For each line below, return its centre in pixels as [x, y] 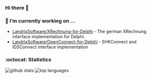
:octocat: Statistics [28, 59]
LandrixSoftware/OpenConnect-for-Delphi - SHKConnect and [74, 42]
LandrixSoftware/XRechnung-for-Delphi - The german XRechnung [79, 32]
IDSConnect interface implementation [50, 47]
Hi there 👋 [17, 8]
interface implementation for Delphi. [49, 37]
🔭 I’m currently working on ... [40, 20]
